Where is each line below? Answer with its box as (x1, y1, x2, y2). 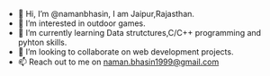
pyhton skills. (17, 37, 67, 47)
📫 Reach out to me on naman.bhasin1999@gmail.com (17, 56, 220, 67)
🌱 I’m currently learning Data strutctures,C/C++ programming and (17, 28, 262, 38)
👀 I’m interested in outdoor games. (17, 18, 146, 29)
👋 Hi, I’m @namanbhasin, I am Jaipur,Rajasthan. (17, 9, 195, 19)
